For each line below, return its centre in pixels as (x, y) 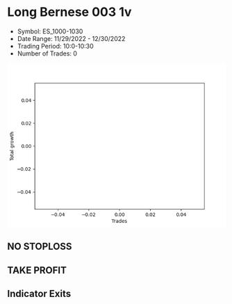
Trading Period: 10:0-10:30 (55, 46)
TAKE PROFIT (37, 270)
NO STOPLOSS (40, 247)
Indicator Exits (39, 294)
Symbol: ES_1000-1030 (50, 31)
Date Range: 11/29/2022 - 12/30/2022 (71, 38)
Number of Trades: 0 (47, 53)
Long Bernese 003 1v (69, 12)
